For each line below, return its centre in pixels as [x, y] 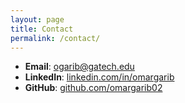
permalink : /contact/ [55, 38]
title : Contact [42, 29]
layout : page [37, 19]
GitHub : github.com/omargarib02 [93, 88]
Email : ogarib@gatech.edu [79, 67]
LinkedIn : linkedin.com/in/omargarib [99, 77]
